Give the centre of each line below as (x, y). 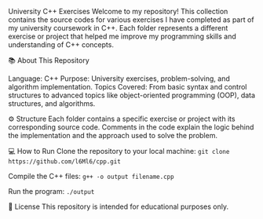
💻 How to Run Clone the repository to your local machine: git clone (119, 151)
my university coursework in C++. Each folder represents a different (118, 28)
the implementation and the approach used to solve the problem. (113, 135)
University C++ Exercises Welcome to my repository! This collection (118, 11)
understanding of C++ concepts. (61, 45)
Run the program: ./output (51, 191)
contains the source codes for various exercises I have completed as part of (131, 20)
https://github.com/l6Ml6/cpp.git (65, 162)
